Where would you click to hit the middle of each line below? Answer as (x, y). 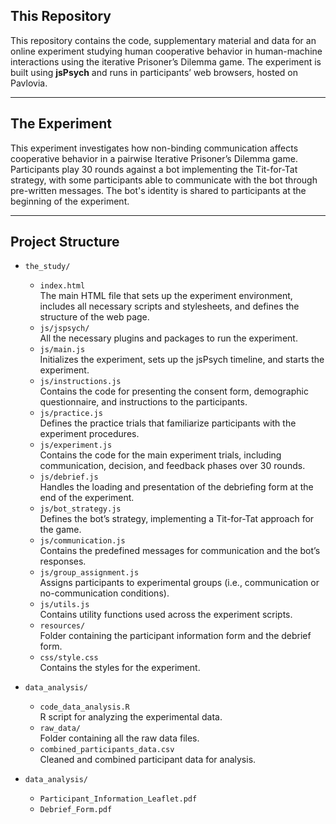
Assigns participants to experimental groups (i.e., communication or (179, 583)
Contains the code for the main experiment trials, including (160, 455)
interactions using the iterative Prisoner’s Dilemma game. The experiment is (166, 61)
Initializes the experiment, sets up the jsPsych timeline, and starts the (182, 360)
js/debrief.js (69, 477)
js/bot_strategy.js (80, 509)
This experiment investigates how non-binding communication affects (154, 148)
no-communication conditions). (104, 593)
